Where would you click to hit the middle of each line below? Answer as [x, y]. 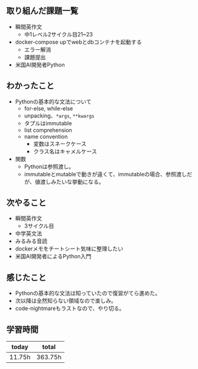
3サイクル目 [39, 226]
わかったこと [30, 86]
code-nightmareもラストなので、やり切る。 [70, 308]
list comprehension [48, 130]
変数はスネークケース [60, 143]
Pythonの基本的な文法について [53, 102]
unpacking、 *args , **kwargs [59, 116]
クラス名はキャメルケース [65, 151]
